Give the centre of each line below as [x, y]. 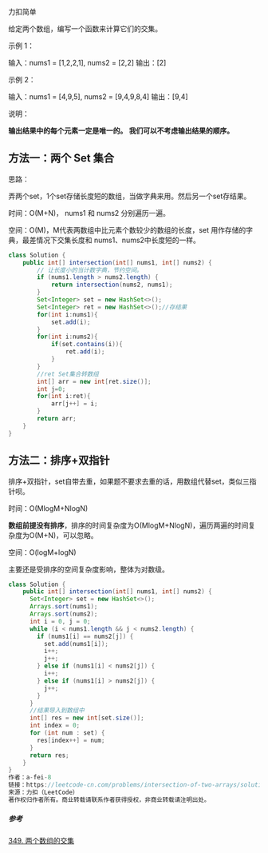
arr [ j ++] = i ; [74, 404]
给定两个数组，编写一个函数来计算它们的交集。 [85, 29]
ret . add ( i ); [85, 352]
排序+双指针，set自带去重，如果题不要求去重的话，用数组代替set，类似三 [129, 481]
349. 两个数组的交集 [41, 840]
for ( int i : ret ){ [64, 397]
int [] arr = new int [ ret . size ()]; [94, 381]
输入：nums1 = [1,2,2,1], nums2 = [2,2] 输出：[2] [87, 63]
